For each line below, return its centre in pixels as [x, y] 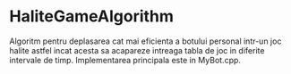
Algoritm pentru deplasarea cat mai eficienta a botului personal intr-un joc [145, 41]
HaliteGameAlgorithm [92, 16]
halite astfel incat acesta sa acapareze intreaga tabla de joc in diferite [137, 50]
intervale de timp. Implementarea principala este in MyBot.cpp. [125, 60]
